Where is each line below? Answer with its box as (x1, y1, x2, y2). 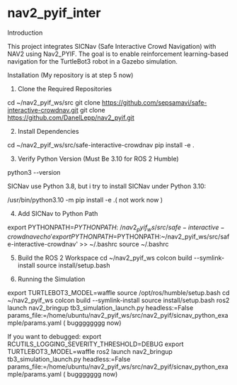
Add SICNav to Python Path (17, 209, 98, 217)
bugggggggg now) (67, 318, 122, 327)
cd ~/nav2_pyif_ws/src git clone (7, 98, 100, 107)
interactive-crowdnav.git (7, 105, 79, 114)
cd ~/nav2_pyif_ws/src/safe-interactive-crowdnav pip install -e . (7, 140, 195, 149)
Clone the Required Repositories (17, 84, 112, 93)
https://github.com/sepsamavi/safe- (101, 98, 207, 107)
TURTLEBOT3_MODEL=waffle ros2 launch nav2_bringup (7, 347, 173, 355)
